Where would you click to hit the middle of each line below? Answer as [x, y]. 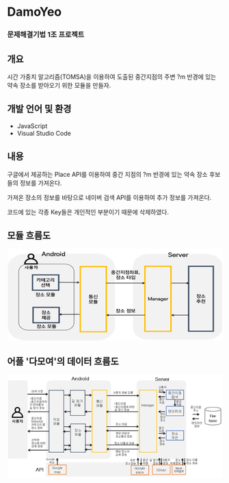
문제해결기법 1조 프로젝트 [46, 35]
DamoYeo [35, 12]
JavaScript [32, 126]
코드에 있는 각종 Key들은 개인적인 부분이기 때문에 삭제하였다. [88, 212]
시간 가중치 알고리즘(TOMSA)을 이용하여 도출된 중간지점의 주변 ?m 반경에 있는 [112, 77]
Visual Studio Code [44, 133]
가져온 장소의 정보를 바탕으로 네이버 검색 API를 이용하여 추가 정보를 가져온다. [109, 197]
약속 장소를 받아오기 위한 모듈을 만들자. [59, 85]
